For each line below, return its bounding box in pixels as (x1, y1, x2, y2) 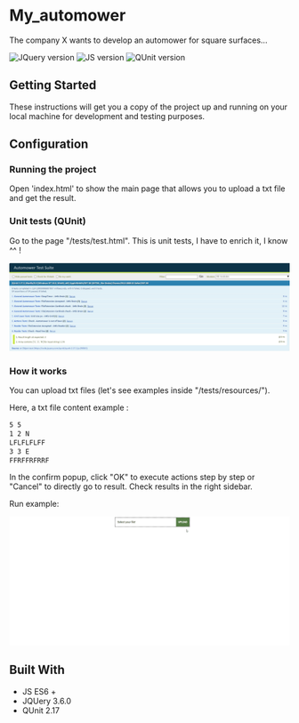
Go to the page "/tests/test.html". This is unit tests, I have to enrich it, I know (9, 235, 288, 245)
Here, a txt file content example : (9, 402, 129, 413)
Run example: (9, 499, 60, 509)
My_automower (9, 5, 126, 26)
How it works (9, 365, 68, 377)
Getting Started (9, 77, 97, 93)
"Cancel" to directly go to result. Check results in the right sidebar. (9, 481, 254, 492)
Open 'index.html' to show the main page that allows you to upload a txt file (9, 183, 287, 194)
